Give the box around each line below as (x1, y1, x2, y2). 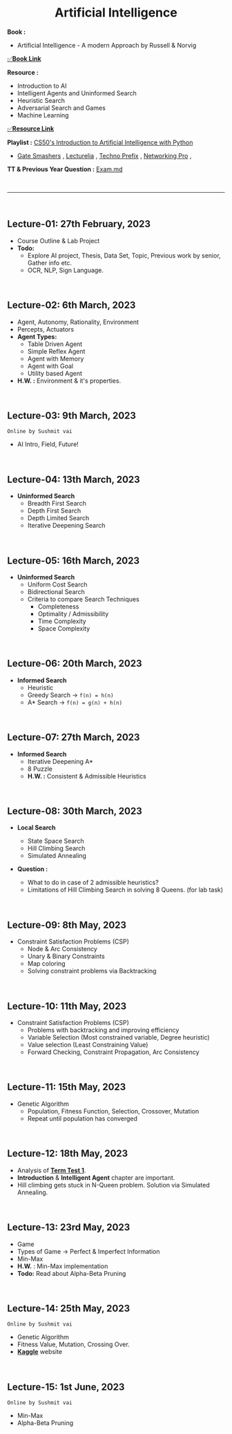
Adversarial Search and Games (17, 104, 106, 112)
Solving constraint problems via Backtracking (27, 967, 157, 975)
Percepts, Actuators (17, 325, 75, 333)
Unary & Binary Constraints (27, 952, 105, 961)
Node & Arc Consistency (27, 945, 98, 953)
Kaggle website (17, 1348, 63, 1356)
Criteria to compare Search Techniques (27, 595, 139, 603)
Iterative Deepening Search (27, 522, 106, 530)
